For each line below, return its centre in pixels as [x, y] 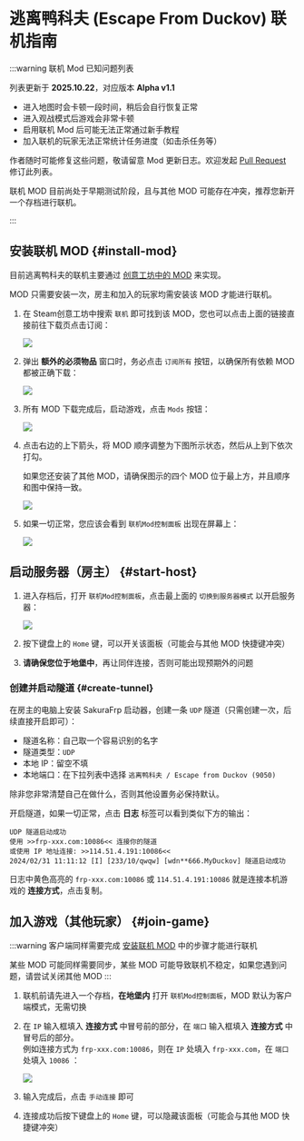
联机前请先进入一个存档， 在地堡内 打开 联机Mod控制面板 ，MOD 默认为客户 [157, 995]
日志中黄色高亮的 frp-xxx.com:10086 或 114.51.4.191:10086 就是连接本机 [145, 878]
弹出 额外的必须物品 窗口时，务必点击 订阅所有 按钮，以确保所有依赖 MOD [158, 361]
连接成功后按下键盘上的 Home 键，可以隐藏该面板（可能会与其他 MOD [151, 1116]
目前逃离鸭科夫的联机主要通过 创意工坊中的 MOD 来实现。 [118, 274]
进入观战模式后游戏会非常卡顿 [78, 118]
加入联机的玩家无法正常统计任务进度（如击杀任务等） [122, 141]
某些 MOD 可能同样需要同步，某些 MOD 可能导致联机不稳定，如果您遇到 [144, 965]
